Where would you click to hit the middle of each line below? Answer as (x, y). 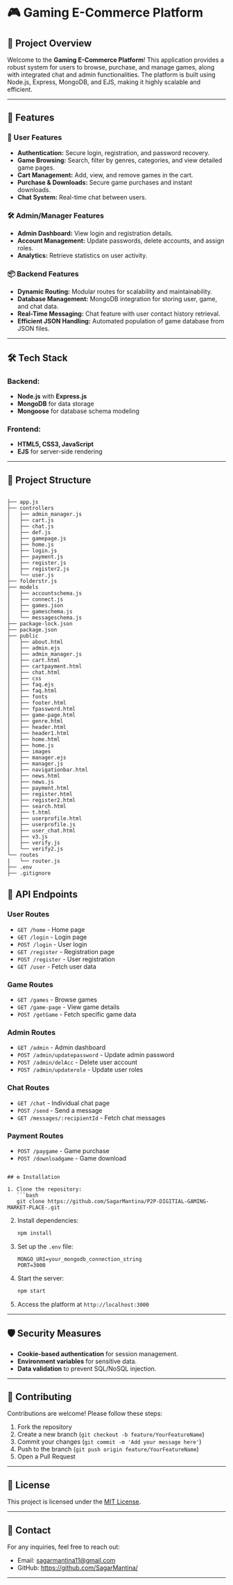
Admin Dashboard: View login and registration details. (95, 233)
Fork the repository (45, 1427)
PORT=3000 (32, 1265)
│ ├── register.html (40, 794)
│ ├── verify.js (34, 843)
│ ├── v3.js (28, 837)
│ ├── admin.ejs (34, 648)
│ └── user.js (31, 575)
